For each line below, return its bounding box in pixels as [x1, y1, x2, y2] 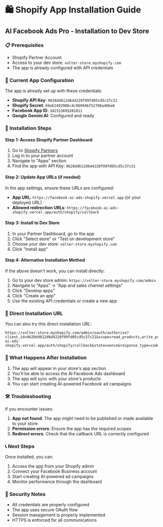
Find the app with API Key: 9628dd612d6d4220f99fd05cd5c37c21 [12, 163, 136, 169]
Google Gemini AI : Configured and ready [12, 113, 95, 119]
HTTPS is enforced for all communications [12, 517, 97, 523]
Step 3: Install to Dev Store [5, 220, 60, 226]
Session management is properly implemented [12, 512, 105, 518]
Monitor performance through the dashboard [12, 479, 102, 485]
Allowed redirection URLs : [12, 204, 66, 210]
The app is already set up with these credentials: [5, 88, 102, 94]
